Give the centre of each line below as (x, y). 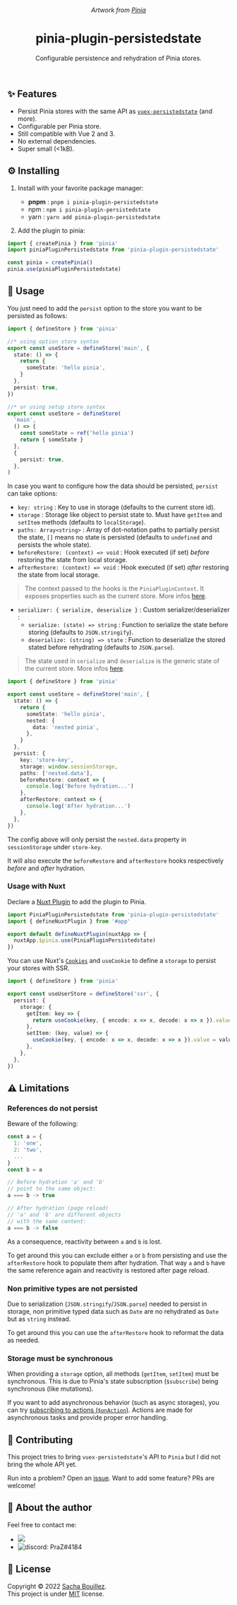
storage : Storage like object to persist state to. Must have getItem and (120, 515)
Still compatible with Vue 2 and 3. (66, 134)
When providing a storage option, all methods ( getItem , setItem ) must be (113, 1374)
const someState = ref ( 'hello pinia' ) (77, 433)
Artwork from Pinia (119, 10)
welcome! (22, 1486)
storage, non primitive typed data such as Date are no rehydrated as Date (113, 1311)
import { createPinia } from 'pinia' (63, 243)
